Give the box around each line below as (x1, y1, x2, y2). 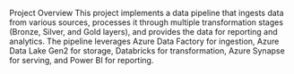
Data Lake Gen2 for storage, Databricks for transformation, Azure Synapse (9, 45, 285, 56)
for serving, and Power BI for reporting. (9, 55, 154, 65)
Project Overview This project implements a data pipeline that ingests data (9, 8, 284, 18)
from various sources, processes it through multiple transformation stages (9, 17, 284, 28)
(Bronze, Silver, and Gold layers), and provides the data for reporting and (9, 27, 278, 37)
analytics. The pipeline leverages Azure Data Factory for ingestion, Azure (9, 36, 280, 46)
